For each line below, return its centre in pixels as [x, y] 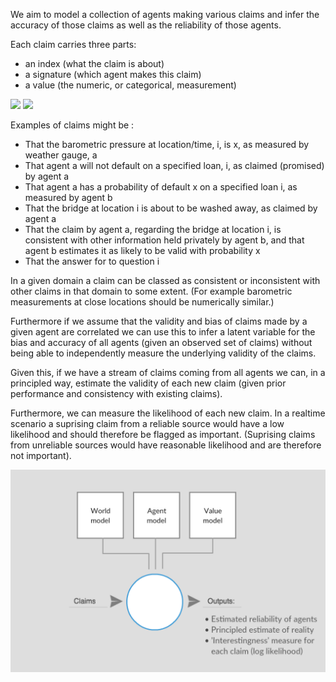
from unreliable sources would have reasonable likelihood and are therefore [166, 445]
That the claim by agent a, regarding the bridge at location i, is [153, 229]
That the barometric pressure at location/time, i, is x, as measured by [167, 144]
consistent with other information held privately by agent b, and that [164, 240]
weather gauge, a [61, 155]
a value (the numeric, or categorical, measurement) [130, 85]
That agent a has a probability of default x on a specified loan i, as [161, 187]
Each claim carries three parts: [73, 44]
